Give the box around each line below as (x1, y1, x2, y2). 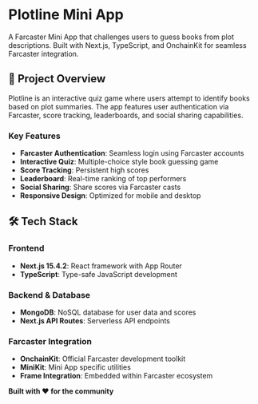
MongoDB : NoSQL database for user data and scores (19, 307, 196, 317)
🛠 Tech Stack (8, 215, 78, 228)
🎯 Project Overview (8, 72, 106, 85)
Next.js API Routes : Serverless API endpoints (19, 316, 170, 326)
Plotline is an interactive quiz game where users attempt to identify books (8, 93, 250, 103)
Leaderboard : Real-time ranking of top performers (19, 174, 187, 184)
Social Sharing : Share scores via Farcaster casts (19, 182, 181, 192)
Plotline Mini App (8, 6, 124, 24)
